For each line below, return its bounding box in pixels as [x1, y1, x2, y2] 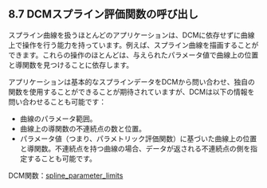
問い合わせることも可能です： [8, 96, 106, 106]
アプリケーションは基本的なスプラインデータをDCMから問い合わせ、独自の [8, 76, 255, 86]
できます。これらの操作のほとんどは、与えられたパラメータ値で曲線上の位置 [8, 50, 259, 60]
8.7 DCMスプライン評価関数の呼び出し [8, 7, 199, 22]
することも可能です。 [26, 154, 97, 163]
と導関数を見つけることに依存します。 [8, 60, 134, 69]
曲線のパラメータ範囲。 [19, 114, 97, 123]
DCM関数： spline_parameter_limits [8, 170, 124, 180]
